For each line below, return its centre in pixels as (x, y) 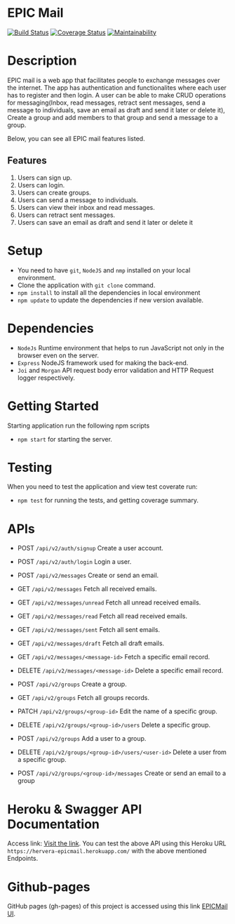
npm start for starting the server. (65, 439)
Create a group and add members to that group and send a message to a (113, 117)
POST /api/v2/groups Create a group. (72, 684)
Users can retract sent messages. (66, 215)
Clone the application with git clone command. (86, 285)
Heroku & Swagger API (75, 809)
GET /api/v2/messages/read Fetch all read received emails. (102, 616)
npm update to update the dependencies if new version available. (110, 300)
